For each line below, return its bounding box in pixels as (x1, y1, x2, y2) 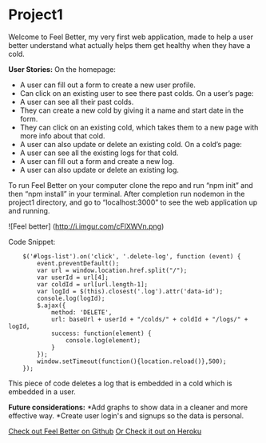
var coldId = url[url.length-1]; (37, 280, 149, 289)
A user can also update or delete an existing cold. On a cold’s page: (19, 139, 242, 149)
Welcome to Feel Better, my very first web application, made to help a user (8, 32, 254, 42)
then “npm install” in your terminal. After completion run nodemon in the (8, 189, 245, 198)
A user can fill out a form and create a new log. (19, 156, 174, 166)
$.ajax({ (37, 301, 66, 309)
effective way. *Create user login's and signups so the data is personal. (8, 410, 244, 421)
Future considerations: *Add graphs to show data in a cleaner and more (8, 402, 248, 412)
